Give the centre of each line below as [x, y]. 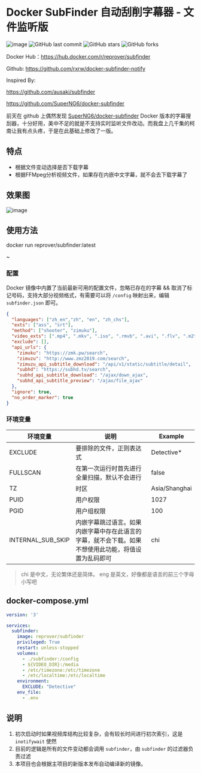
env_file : [29, 693]
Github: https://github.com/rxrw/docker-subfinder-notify [76, 68]
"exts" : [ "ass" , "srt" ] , [42, 325]
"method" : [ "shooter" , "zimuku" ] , [54, 331]
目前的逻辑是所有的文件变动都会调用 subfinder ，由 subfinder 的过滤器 [101, 748]
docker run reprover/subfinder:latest [51, 245]
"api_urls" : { [29, 347]
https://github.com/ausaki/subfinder [51, 92]
